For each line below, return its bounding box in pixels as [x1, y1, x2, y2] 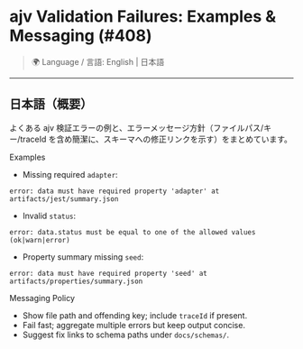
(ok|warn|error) [9, 235, 70, 244]
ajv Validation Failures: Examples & [9, 6, 277, 27]
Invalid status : [22, 210, 77, 221]
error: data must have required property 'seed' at [9, 269, 207, 278]
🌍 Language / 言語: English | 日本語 [31, 56, 165, 67]
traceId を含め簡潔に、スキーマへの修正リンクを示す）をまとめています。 [20, 133, 293, 144]
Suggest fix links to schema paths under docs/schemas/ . [22, 329, 230, 340]
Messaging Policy [9, 292, 75, 303]
